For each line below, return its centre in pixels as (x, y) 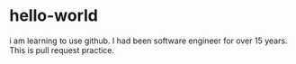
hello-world (54, 16)
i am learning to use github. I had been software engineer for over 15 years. (148, 41)
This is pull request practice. (62, 50)
